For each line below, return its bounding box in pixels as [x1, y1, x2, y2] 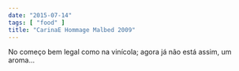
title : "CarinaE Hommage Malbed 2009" [8, 26, 136, 34]
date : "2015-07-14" [8, 11, 73, 20]
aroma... [8, 55, 35, 65]
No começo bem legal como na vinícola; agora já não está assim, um [8, 48, 232, 57]
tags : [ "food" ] [8, 19, 65, 27]
